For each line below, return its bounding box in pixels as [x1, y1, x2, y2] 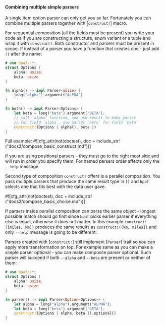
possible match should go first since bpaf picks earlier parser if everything [5, 213, 157, 219]
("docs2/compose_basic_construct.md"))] [5, 143, 91, 149]
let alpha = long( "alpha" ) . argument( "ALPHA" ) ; [14, 302, 112, 307]
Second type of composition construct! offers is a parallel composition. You [5, 173, 161, 179]
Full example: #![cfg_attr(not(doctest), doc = [5, 138, 96, 144]
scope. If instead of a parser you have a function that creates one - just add [5, 46, 160, 52]
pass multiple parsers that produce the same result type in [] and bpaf [5, 179, 149, 185]
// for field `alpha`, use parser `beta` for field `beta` [14, 120, 139, 125]
